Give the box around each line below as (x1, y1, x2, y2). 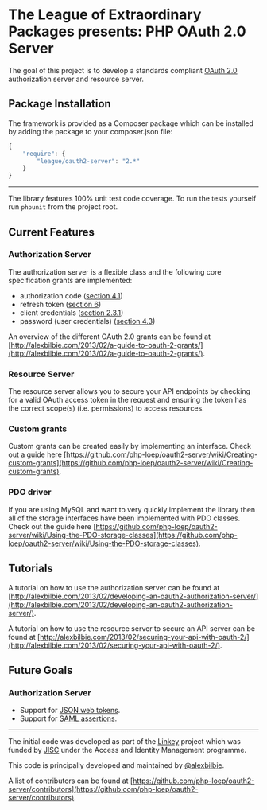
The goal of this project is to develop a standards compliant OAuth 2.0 (8, 65, 238, 75)
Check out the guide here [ (8, 521, 97, 531)
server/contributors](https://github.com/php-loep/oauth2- (8, 785, 199, 794)
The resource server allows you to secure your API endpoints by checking (8, 387, 250, 396)
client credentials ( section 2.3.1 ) (19, 308, 124, 317)
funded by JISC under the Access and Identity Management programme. (8, 746, 247, 755)
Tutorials (8, 562, 53, 575)
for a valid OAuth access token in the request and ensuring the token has (8, 395, 247, 405)
